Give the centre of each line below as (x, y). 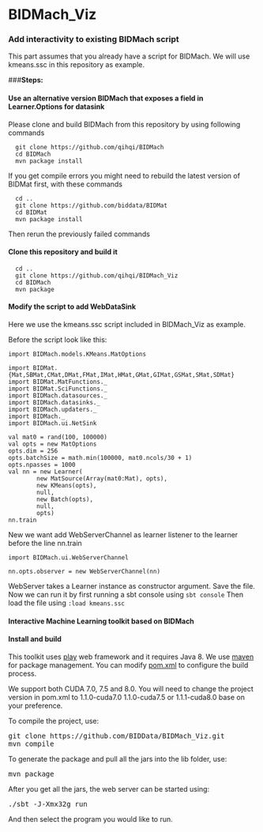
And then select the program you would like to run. (91, 819)
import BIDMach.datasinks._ (54, 403)
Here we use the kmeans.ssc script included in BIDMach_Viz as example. (127, 325)
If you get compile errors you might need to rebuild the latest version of (124, 175)
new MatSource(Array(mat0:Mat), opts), (102, 479)
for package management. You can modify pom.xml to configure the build (128, 664)
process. (23, 673)
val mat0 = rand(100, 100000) (58, 437)
